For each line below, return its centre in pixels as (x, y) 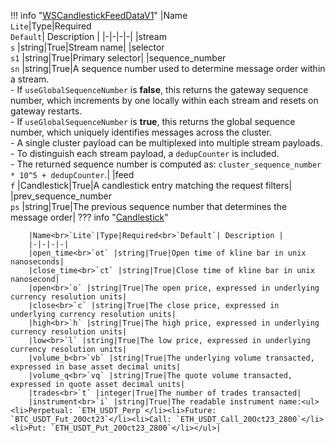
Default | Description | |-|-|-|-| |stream (88, 36)
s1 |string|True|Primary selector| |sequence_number (118, 58)
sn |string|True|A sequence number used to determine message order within (168, 68)
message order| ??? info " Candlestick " (89, 217)
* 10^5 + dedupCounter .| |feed (72, 174)
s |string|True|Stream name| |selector (87, 47)
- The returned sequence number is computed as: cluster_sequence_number (166, 164)
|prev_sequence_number (61, 196)
